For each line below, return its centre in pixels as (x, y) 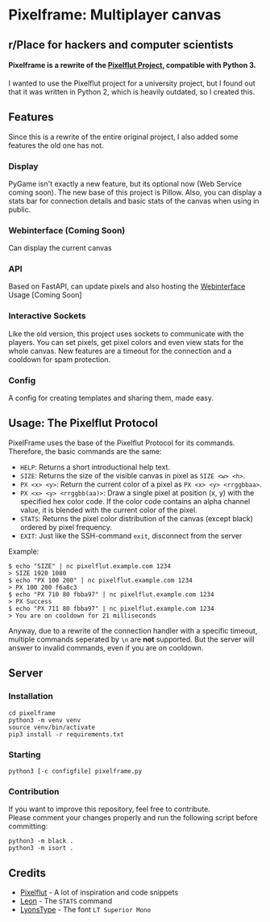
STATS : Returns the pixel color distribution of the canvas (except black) (137, 518)
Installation (31, 697)
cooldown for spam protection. (60, 359)
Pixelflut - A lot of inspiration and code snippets (99, 892)
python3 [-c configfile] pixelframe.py (75, 771)
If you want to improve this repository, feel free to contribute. (110, 809)
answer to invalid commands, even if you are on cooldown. (106, 647)
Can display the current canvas (60, 248)
